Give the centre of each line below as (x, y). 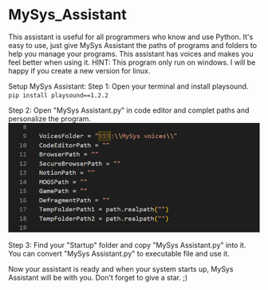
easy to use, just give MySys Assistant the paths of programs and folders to (133, 45)
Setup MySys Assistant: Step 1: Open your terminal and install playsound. (128, 86)
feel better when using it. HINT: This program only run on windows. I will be (132, 62)
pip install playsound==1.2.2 (59, 95)
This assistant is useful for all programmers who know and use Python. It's (131, 37)
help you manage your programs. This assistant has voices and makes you (131, 54)
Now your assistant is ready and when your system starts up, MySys (121, 268)
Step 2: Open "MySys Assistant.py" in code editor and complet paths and (129, 110)
